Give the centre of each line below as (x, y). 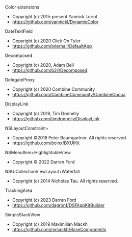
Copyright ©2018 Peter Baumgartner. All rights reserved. (70, 138)
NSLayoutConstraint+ (27, 128)
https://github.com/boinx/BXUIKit (46, 143)
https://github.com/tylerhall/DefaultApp (52, 46)
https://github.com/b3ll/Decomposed (50, 70)
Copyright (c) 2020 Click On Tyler (46, 41)
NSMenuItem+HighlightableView (38, 152)
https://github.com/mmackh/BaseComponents (59, 229)
